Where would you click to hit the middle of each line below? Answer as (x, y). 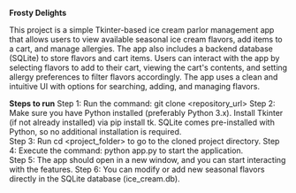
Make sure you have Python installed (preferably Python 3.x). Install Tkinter (146, 113)
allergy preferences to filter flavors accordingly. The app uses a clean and (144, 77)
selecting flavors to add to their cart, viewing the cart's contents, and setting (148, 67)
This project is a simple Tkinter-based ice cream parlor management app (142, 30)
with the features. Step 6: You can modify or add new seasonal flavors (137, 169)
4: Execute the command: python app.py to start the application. (126, 151)
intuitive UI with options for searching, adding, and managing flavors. (135, 86)
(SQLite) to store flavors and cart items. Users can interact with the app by (144, 58)
